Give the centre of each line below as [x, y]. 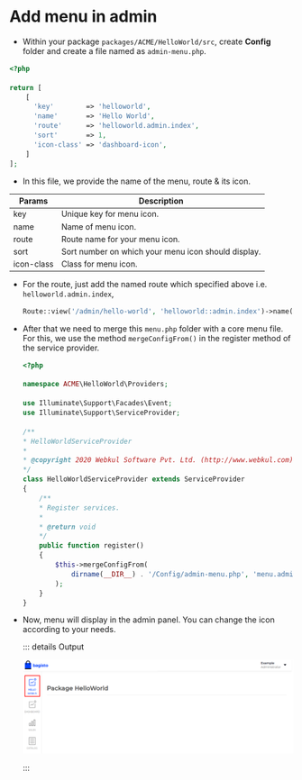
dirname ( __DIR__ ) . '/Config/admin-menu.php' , [160, 574]
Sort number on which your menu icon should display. [161, 252]
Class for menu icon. [100, 264]
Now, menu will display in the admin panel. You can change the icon [148, 620]
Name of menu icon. [99, 226]
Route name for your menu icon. [121, 239]
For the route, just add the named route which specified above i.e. [145, 284]
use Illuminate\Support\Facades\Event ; [97, 404]
